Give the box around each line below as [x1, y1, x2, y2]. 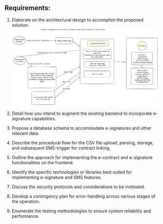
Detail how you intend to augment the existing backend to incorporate [11, 111, 152, 116]
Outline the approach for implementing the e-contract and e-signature [11, 155, 153, 160]
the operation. [11, 199, 40, 204]
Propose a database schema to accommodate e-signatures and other [11, 125, 152, 131]
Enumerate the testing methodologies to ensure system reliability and [11, 208, 151, 214]
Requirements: [4, 4, 51, 12]
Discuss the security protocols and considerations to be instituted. [11, 184, 145, 190]
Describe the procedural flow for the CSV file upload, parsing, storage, [11, 140, 154, 146]
